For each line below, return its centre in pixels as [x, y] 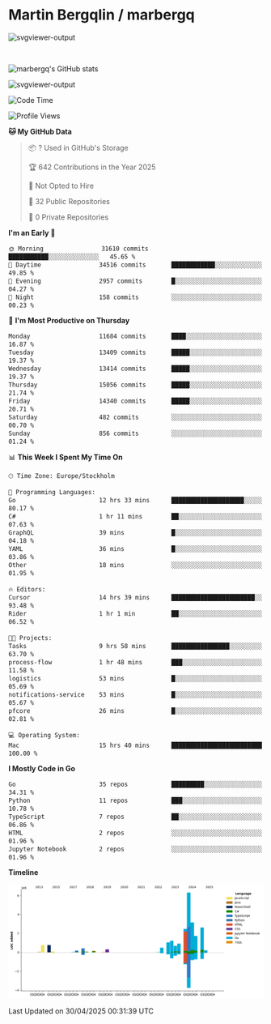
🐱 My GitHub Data [40, 131]
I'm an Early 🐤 [32, 233]
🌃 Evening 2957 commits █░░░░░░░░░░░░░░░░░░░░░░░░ [135, 281]
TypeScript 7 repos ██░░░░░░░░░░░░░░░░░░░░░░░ [135, 817]
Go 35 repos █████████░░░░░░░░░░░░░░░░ [135, 784]
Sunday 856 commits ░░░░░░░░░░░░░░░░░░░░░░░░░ [135, 433]
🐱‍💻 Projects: [30, 638]
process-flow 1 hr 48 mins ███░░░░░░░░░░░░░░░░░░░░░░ [135, 662]
